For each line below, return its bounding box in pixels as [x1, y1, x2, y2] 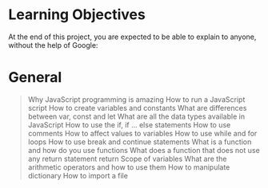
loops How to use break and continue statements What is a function [27, 137, 252, 147]
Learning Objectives [8, 6, 146, 24]
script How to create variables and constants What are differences [27, 103, 247, 112]
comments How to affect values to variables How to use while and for [27, 128, 258, 138]
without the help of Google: [8, 40, 98, 49]
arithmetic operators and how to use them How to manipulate [27, 162, 230, 172]
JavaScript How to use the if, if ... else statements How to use [27, 119, 231, 129]
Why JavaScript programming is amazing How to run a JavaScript [27, 94, 246, 104]
